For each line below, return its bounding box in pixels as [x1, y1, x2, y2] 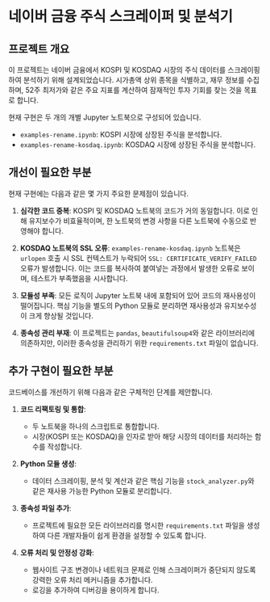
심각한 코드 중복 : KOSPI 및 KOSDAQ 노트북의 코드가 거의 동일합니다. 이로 [19, 205, 250, 215]
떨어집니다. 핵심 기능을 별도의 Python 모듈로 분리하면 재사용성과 [19, 301, 222, 310]
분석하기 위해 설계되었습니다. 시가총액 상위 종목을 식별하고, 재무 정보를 [23, 75, 245, 85]
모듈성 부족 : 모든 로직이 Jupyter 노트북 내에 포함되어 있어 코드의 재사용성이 [19, 290, 256, 300]
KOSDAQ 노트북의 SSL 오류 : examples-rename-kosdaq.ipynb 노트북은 [19, 243, 241, 253]
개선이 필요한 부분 [8, 166, 92, 179]
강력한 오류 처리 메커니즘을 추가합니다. [31, 575, 153, 584]
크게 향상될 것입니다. [28, 310, 94, 320]
